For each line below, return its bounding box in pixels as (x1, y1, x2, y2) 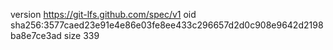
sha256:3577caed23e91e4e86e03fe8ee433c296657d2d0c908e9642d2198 (10, 19, 324, 31)
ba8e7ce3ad (10, 30, 62, 41)
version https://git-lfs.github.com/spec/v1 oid (10, 9, 197, 20)
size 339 (63, 30, 100, 41)
